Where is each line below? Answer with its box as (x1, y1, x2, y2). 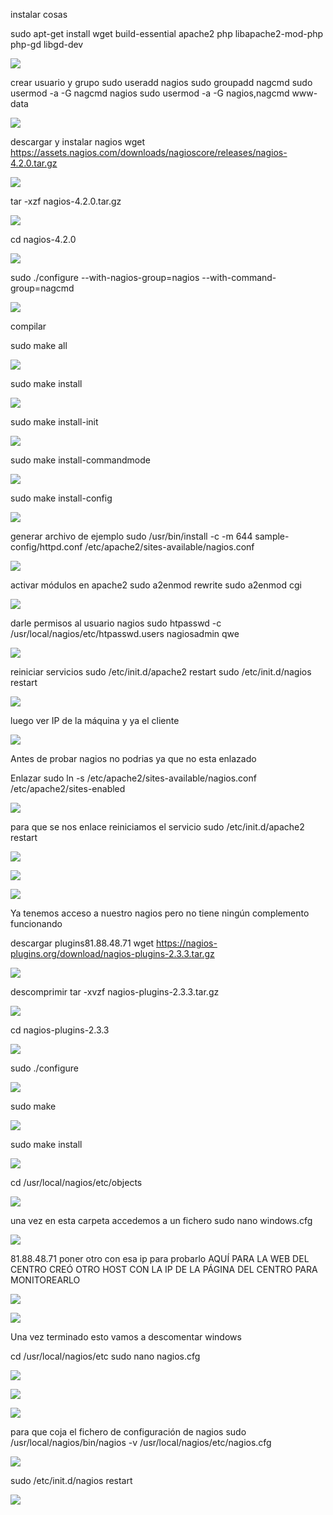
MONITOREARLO (10, 1274, 81, 1286)
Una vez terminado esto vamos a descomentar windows (10, 1331, 242, 1343)
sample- (254, 530, 290, 542)
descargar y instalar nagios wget (10, 136, 146, 148)
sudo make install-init (10, 416, 99, 428)
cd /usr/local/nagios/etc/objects (10, 1177, 143, 1188)
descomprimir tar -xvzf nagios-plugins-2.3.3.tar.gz (10, 986, 220, 998)
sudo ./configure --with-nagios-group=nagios (10, 272, 200, 283)
